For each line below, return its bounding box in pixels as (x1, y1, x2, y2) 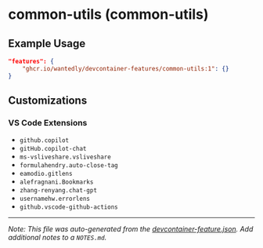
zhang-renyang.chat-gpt (19, 187, 98, 195)
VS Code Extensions (8, 117, 88, 128)
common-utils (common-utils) (8, 5, 209, 24)
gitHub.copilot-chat (19, 145, 87, 153)
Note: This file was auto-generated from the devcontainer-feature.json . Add (8, 224, 254, 234)
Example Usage (8, 37, 86, 50)
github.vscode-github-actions (19, 203, 119, 211)
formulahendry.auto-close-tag (19, 162, 119, 170)
